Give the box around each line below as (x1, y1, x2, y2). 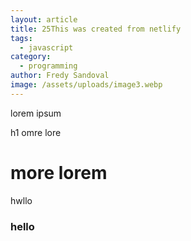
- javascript (19, 42, 74, 53)
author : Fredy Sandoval (10, 71, 110, 81)
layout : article (10, 14, 78, 25)
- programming (19, 61, 78, 71)
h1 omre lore (10, 126, 62, 138)
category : (10, 52, 52, 62)
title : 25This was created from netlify (10, 24, 182, 34)
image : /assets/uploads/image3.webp (10, 80, 163, 90)
